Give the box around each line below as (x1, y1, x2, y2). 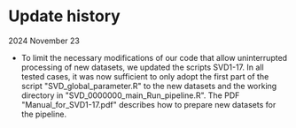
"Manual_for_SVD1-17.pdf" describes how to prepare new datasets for (20, 99, 277, 109)
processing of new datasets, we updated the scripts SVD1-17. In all (20, 62, 264, 72)
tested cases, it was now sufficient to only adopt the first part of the (20, 71, 269, 81)
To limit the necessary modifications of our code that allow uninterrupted (20, 52, 288, 63)
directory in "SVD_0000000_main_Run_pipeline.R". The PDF (20, 90, 240, 101)
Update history (8, 6, 121, 26)
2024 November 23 (8, 35, 81, 46)
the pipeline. (20, 109, 67, 119)
